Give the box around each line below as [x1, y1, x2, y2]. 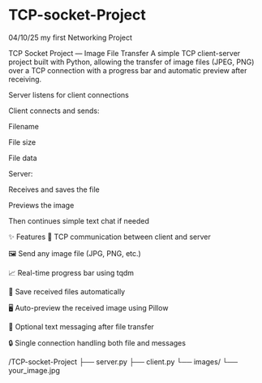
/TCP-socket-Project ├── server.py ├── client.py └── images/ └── [8, 356, 238, 367]
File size [8, 137, 37, 147]
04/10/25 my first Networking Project [8, 33, 132, 42]
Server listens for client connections [8, 89, 130, 99]
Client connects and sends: [8, 106, 100, 115]
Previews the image [8, 200, 75, 210]
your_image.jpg [8, 365, 61, 375]
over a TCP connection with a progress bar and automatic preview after [8, 65, 247, 75]
